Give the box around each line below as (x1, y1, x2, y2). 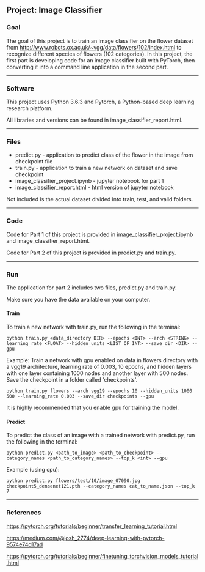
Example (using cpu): (6, 466, 60, 474)
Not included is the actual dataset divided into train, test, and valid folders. (6, 196, 193, 203)
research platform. (6, 104, 53, 112)
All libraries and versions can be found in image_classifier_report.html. (6, 116, 183, 124)
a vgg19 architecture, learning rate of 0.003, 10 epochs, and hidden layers (6, 363, 192, 371)
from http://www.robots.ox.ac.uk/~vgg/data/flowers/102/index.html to (6, 43, 182, 51)
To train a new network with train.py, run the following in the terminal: (6, 324, 181, 331)
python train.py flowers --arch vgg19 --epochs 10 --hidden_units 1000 (6, 388, 192, 394)
